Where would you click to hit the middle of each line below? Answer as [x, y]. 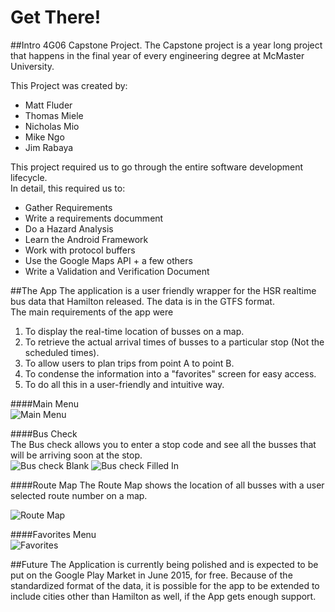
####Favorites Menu [53, 534]
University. [32, 66]
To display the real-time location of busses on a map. [134, 331]
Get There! [56, 17]
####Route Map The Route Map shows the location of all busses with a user [167, 485]
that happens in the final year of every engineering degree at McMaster [157, 55]
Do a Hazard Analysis [69, 228]
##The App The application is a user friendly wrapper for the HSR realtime [163, 290]
